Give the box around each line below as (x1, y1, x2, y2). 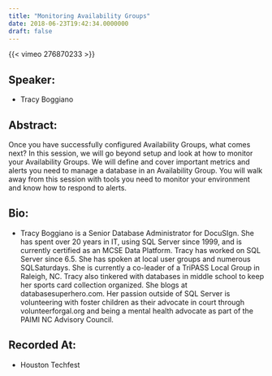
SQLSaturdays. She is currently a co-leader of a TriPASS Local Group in (19, 262, 260, 273)
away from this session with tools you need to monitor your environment (8, 174, 250, 184)
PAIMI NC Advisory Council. (19, 314, 114, 324)
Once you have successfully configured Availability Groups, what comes (8, 140, 251, 149)
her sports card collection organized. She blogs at (19, 280, 188, 290)
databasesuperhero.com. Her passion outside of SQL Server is (19, 288, 231, 298)
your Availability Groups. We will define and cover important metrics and (8, 157, 250, 167)
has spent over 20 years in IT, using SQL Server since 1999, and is (19, 237, 242, 247)
